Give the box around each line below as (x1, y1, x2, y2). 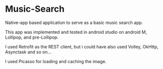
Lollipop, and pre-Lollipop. (5, 34, 59, 40)
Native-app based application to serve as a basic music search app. (5, 20, 143, 25)
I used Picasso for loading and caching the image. (5, 58, 107, 64)
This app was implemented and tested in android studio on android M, (5, 29, 147, 35)
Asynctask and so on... (5, 49, 52, 55)
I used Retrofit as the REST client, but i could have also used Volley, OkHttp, (5, 44, 159, 49)
